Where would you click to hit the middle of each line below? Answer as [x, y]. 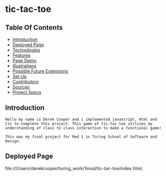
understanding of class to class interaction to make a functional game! [83, 128]
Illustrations [24, 66]
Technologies [26, 50]
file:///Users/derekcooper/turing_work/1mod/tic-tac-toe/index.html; [74, 168]
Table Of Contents [34, 28]
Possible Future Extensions [40, 71]
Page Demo [24, 60]
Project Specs [27, 92]
